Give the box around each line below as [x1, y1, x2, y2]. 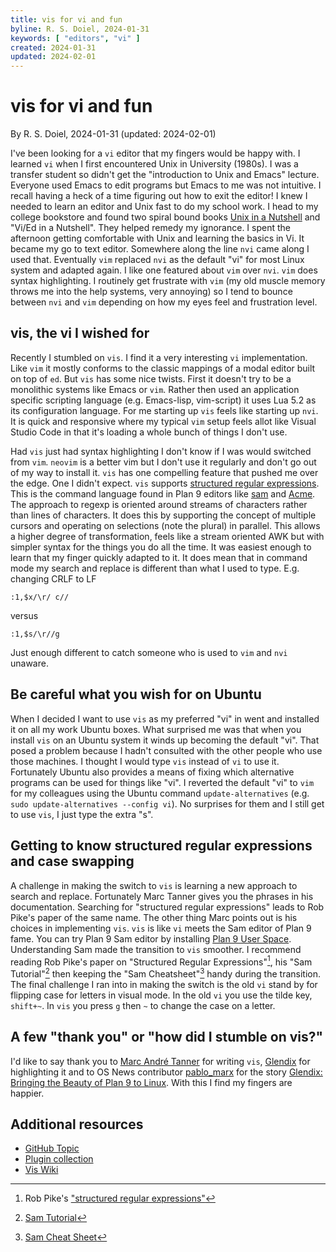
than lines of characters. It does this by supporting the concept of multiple [10, 509, 317, 521]
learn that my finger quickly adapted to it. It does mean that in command [10, 551, 308, 563]
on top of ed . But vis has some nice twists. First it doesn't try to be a [10, 372, 292, 385]
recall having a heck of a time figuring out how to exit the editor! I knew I [10, 190, 308, 202]
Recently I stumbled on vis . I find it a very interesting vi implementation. [10, 351, 308, 363]
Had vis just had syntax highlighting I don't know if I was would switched [10, 445, 312, 457]
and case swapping [10, 853, 135, 870]
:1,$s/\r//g [10, 629, 60, 639]
